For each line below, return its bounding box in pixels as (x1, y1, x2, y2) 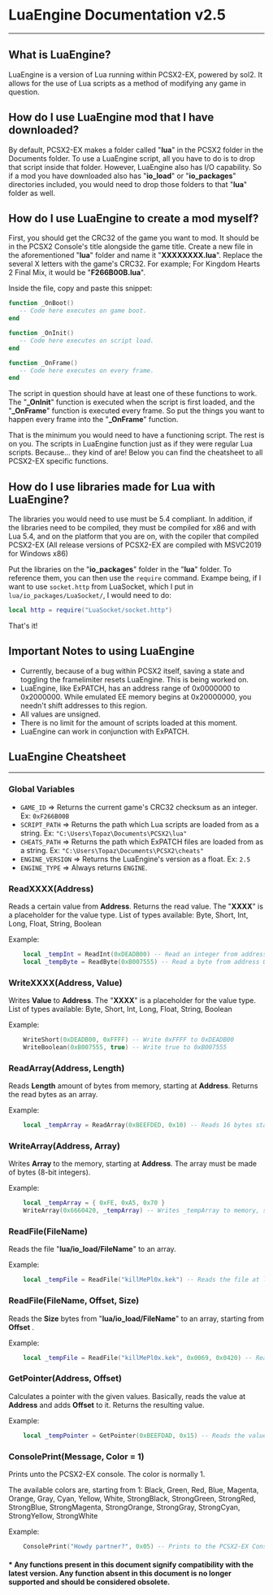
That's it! (8, 621, 38, 630)
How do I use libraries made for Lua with (8, 480, 215, 494)
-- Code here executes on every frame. (19, 366, 154, 375)
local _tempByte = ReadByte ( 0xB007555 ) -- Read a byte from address (23, 958, 260, 966)
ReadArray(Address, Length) (8, 1062, 125, 1074)
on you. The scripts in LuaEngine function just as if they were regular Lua (8, 439, 253, 449)
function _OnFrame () (8, 359, 79, 367)
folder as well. (8, 188, 55, 198)
